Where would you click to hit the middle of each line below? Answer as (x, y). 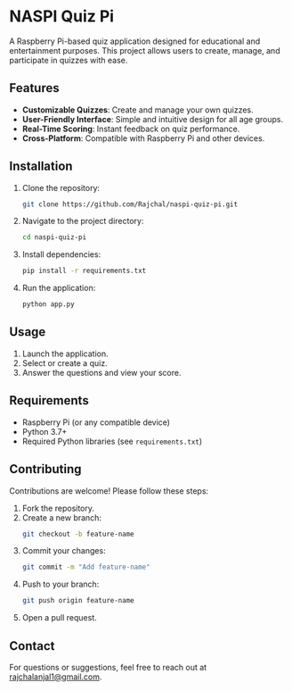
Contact (32, 646)
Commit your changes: (64, 551)
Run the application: (59, 288)
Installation (41, 167)
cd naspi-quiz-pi (54, 237)
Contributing (45, 469)
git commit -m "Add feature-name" (86, 567)
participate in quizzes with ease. (69, 60)
